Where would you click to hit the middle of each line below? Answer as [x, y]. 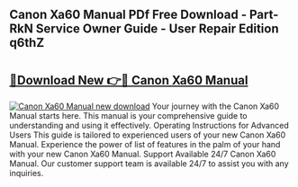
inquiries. [27, 173]
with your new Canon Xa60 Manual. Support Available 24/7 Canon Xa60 [143, 154]
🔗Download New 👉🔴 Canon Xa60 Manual [129, 80]
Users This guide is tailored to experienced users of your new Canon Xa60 [148, 135]
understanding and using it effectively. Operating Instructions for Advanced [149, 125]
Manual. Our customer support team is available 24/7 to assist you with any [149, 164]
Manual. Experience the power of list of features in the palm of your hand [145, 144]
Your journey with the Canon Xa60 [216, 106]
